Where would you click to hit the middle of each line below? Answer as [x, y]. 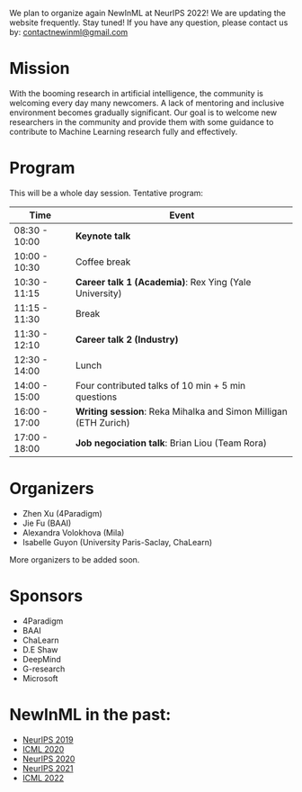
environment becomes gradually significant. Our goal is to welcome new [143, 112]
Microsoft [40, 678]
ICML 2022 [43, 778]
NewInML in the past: [90, 714]
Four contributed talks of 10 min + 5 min [160, 385]
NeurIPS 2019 [48, 739]
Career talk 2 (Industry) [127, 339]
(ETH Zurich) [102, 422]
